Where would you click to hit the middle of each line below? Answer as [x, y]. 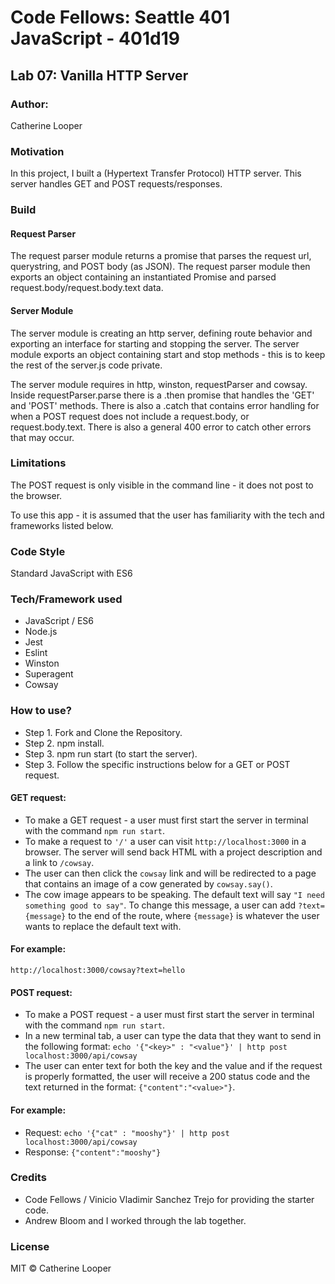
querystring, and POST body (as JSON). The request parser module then [160, 267]
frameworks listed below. [62, 525]
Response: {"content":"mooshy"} [93, 1152]
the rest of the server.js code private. [86, 365]
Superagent [49, 674]
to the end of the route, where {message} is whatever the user [194, 915]
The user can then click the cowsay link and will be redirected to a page [170, 873]
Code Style [38, 551]
